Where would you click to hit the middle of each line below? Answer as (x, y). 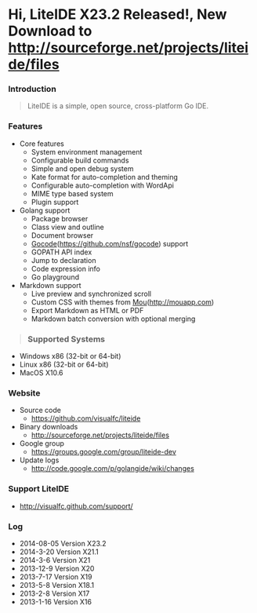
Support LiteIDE (39, 489)
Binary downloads (49, 427)
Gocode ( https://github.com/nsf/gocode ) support (110, 243)
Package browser (60, 218)
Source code (40, 410)
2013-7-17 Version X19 (56, 577)
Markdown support (50, 285)
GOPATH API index (62, 252)
